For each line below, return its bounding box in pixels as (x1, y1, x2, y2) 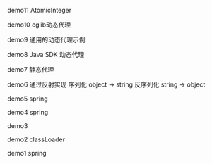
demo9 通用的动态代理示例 (7, 35, 86, 44)
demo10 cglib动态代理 (7, 20, 71, 29)
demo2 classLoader (7, 135, 66, 144)
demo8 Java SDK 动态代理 (7, 51, 85, 58)
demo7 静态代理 (7, 65, 54, 73)
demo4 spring (7, 108, 48, 116)
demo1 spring (7, 149, 47, 157)
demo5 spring (7, 94, 48, 103)
